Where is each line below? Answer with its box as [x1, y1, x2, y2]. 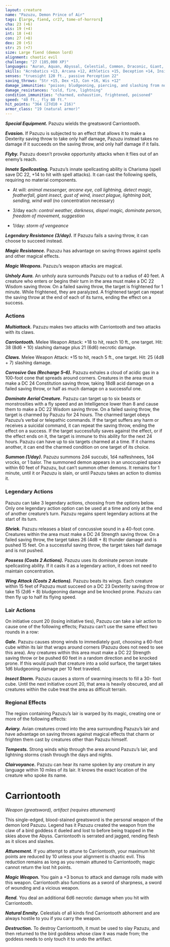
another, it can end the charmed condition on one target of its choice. [5, 444, 150, 450]
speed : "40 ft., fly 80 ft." [5, 97, 67, 102]
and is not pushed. [5, 547, 44, 553]
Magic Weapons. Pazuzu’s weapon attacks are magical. [5, 263, 123, 269]
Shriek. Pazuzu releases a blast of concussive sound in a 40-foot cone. [5, 526, 155, 532]
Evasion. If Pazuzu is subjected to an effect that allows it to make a [5, 130, 146, 136]
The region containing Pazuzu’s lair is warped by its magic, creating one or [5, 711, 161, 717]
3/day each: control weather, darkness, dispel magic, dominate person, [12, 208, 162, 213]
